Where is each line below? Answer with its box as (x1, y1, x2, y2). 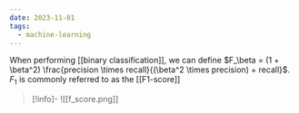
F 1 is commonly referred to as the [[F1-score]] (9, 74, 181, 87)
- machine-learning (17, 30, 92, 39)
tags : (9, 22, 30, 31)
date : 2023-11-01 (9, 13, 75, 23)
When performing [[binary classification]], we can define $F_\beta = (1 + (9, 55, 280, 66)
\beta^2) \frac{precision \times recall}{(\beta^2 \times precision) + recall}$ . (9, 64, 291, 75)
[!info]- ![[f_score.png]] (31, 94, 119, 105)
